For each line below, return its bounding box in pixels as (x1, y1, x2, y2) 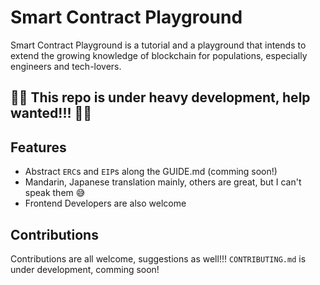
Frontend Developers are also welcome (24, 197, 187, 210)
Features (10, 139, 67, 156)
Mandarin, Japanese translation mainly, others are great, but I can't (24, 176, 302, 188)
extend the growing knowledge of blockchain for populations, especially (10, 49, 308, 61)
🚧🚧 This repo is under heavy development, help (10, 89, 311, 106)
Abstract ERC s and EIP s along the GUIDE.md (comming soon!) (24, 166, 278, 178)
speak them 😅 (24, 187, 86, 199)
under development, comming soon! (10, 263, 160, 275)
